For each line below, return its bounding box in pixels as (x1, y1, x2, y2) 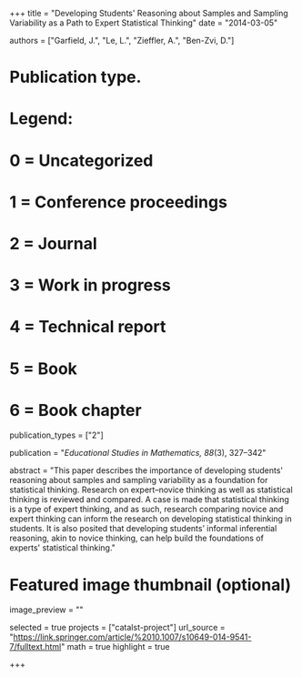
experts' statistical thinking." (9, 542, 116, 553)
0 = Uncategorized (9, 150, 154, 171)
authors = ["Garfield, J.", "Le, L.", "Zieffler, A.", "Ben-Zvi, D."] (9, 35, 235, 45)
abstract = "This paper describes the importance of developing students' (9, 465, 284, 476)
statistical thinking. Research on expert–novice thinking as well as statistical (9, 484, 293, 495)
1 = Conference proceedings (9, 191, 227, 212)
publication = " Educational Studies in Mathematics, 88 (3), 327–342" (9, 448, 267, 459)
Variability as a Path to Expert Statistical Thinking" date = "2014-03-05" (9, 17, 278, 28)
